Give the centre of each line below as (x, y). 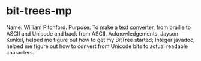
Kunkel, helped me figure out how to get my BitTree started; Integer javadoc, (100, 40)
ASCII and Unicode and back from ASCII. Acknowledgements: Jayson (92, 33)
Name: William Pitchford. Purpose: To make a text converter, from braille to (98, 27)
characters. (20, 52)
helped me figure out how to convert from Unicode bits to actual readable (97, 46)
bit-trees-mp (39, 11)
